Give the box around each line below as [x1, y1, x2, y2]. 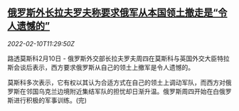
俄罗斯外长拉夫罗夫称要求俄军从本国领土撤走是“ [7, 6, 218, 19]
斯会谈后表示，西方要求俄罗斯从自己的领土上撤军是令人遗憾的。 [7, 63, 194, 71]
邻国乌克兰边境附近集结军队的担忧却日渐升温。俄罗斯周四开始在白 [26, 87, 219, 95]
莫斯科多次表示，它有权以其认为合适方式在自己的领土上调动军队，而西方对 [7, 78, 225, 87]
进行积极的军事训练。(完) [13, 95, 87, 105]
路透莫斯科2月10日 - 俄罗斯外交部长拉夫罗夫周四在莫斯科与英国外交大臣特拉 [7, 54, 230, 63]
